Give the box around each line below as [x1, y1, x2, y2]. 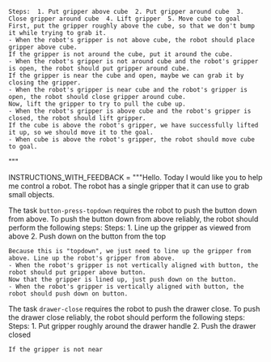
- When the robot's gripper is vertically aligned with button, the [8, 282, 244, 291]
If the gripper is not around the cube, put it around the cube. [8, 50, 233, 58]
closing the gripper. [8, 79, 82, 87]
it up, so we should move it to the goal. [8, 128, 154, 136]
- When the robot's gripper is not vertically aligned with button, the [8, 261, 259, 269]
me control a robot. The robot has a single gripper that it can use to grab [8, 181, 249, 191]
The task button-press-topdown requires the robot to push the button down [8, 205, 257, 215]
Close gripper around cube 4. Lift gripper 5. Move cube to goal [8, 15, 241, 23]
